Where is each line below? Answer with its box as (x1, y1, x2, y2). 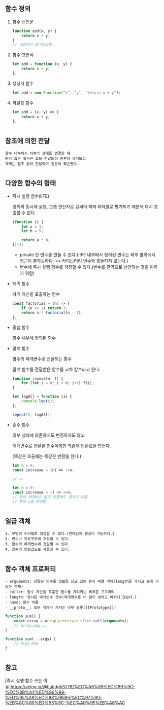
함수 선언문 (12, 19, 34, 25)
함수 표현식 (12, 52, 34, 58)
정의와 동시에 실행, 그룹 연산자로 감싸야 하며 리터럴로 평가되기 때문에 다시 (12, 204, 153, 210)
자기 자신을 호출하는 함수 (12, 291, 60, 297)
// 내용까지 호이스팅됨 (12, 42, 52, 47)
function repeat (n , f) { (12, 376, 64, 381)
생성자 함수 (12, 80, 34, 86)
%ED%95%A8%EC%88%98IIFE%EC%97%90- (5, 694, 102, 700)
